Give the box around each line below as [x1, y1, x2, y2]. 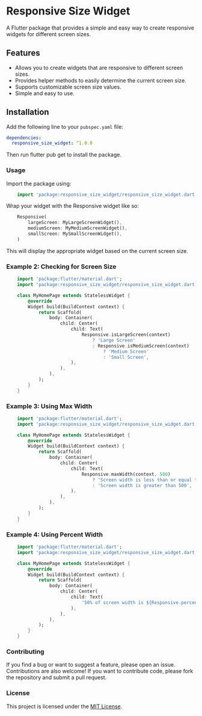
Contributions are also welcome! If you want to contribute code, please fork [6, 667, 194, 675]
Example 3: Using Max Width [6, 402, 93, 410]
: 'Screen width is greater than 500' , [92, 482, 192, 488]
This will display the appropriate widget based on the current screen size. [6, 247, 188, 254]
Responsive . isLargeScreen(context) [81, 332, 171, 338]
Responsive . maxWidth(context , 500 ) [81, 471, 171, 477]
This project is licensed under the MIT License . [6, 703, 123, 710]
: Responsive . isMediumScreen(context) [92, 343, 189, 349]
